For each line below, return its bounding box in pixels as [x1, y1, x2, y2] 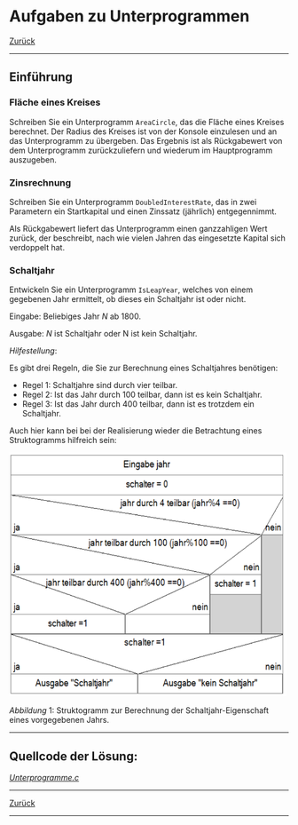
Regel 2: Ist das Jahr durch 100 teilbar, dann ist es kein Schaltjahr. [21, 389, 263, 401]
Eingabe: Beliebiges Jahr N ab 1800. [9, 311, 142, 321]
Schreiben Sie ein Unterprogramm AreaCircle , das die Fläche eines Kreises [9, 116, 285, 127]
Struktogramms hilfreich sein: [9, 435, 117, 446]
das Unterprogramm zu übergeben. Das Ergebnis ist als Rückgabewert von [9, 135, 283, 146]
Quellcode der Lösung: [9, 749, 138, 764]
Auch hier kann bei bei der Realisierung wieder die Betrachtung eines [9, 425, 263, 436]
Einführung [9, 69, 73, 85]
